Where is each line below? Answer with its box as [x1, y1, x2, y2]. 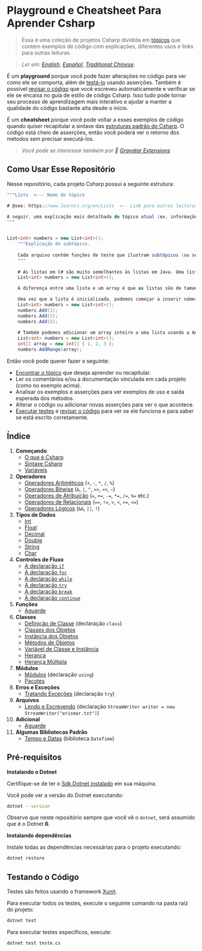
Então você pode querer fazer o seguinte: [7, 357, 110, 365]
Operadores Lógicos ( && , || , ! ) [24, 505, 100, 512]
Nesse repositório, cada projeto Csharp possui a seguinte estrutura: [7, 180, 174, 187]
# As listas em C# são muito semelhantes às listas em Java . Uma [17, 269, 185, 275]
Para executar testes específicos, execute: [7, 928, 112, 935]
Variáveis [24, 466, 47, 473]
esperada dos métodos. [15, 395, 74, 402]
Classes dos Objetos [24, 626, 76, 633]
